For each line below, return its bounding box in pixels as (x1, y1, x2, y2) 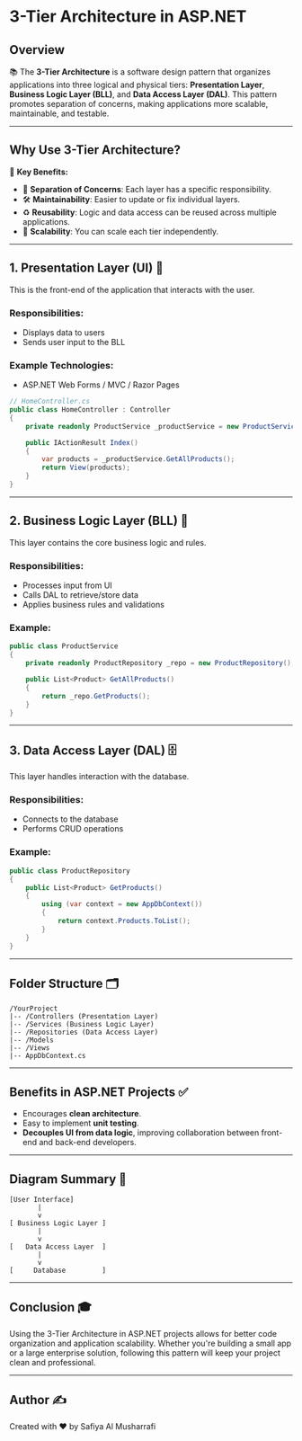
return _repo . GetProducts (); (41, 691, 151, 700)
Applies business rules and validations (22, 600, 164, 610)
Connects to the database (22, 814, 119, 824)
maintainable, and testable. (9, 108, 110, 119)
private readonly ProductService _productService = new (25, 422, 240, 431)
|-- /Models (9, 1036, 54, 1045)
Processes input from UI (22, 580, 112, 591)
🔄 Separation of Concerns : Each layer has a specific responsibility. (22, 183, 272, 194)
